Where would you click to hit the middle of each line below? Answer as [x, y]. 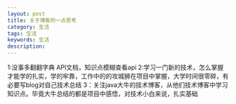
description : [26, 46]
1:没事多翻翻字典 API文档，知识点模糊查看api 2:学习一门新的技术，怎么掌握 [116, 67]
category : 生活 [28, 27]
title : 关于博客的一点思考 [42, 20]
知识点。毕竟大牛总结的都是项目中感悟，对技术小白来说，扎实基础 [103, 93]
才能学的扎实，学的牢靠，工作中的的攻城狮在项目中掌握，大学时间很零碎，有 [118, 76]
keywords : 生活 [28, 40]
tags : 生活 [22, 33]
